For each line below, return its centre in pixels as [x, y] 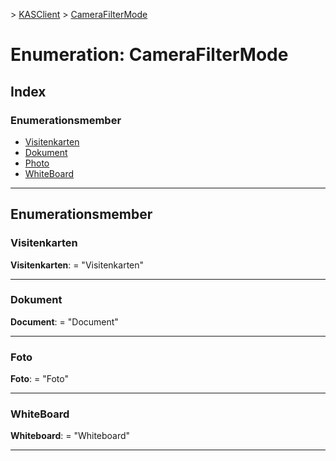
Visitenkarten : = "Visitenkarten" [77, 265]
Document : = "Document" [64, 321]
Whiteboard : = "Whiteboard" [70, 436]
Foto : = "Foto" [39, 379]
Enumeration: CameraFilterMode [149, 55]
